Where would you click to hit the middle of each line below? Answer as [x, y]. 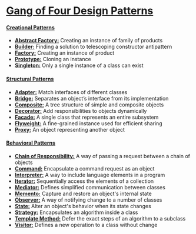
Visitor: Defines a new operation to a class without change [86, 225]
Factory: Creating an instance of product [64, 53]
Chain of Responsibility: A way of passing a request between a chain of [102, 156]
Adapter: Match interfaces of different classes [71, 92]
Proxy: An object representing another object [70, 129]
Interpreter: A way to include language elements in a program [90, 175]
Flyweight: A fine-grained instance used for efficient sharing [89, 123]
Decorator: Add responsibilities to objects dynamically [81, 111]
